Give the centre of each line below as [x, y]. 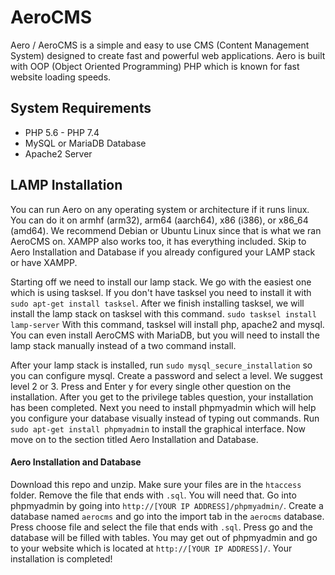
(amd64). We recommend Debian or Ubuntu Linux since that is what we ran [166, 230]
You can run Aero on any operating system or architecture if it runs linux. [160, 209]
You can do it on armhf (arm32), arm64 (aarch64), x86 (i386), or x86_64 [159, 220]
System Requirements [81, 108]
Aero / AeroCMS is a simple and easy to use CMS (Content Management [160, 45]
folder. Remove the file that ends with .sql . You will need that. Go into [153, 495]
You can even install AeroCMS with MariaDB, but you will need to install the [165, 335]
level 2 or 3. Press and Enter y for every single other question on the [151, 386]
